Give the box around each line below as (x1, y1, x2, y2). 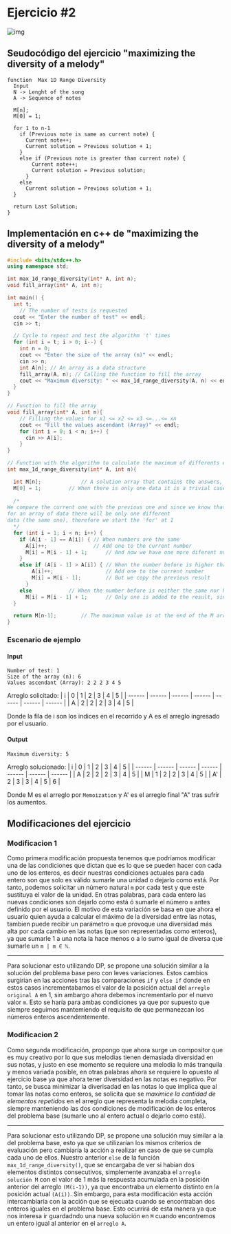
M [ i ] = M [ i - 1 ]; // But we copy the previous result (32, 575, 211, 582)
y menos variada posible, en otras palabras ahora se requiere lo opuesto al (7, 1067, 219, 1076)
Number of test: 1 (7, 668, 60, 674)
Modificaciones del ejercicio (7, 818, 131, 829)
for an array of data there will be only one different (7, 511, 170, 518)
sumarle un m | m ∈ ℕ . (7, 942, 70, 950)
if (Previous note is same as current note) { (19, 131, 155, 138)
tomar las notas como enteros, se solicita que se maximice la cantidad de (7, 1089, 217, 1098)
